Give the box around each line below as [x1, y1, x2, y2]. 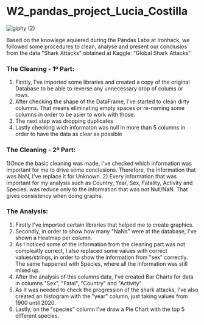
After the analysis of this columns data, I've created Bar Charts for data [15, 273, 194, 280]
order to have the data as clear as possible [15, 130, 122, 138]
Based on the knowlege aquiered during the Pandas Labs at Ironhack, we [6, 36, 190, 43]
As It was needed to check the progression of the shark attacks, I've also [15, 286, 199, 293]
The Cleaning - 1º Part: [6, 64, 75, 73]
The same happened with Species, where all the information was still [15, 260, 188, 267]
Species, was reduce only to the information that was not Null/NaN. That [6, 185, 188, 193]
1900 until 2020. [15, 299, 57, 306]
